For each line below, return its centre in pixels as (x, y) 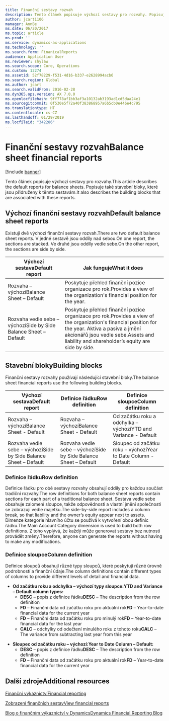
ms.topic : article (24, 33)
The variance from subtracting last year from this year (76, 634)
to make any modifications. (33, 542)
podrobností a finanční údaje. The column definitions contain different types (83, 571)
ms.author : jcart (23, 85)
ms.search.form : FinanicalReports (41, 52)
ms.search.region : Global (32, 80)
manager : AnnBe (21, 24)
